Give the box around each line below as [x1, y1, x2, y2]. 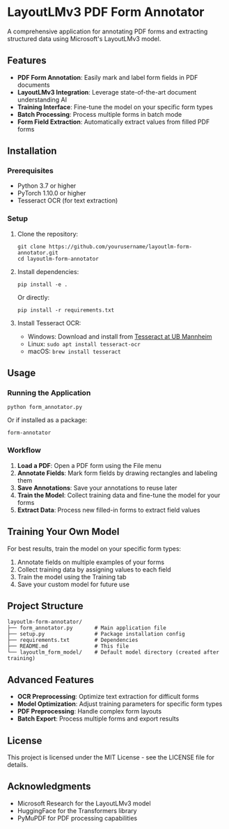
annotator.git [17, 249, 58, 256]
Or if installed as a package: [7, 416, 88, 424]
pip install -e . [17, 281, 68, 288]
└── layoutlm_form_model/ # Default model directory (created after [7, 649, 219, 656]
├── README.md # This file [7, 643, 129, 650]
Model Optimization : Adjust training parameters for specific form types [17, 700, 223, 708]
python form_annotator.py [7, 404, 82, 411]
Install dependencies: [17, 267, 79, 275]
